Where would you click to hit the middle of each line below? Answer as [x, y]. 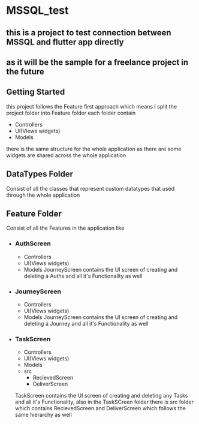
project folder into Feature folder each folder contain [71, 113]
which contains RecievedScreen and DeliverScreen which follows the [100, 408]
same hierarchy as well [43, 415]
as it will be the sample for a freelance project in [97, 62]
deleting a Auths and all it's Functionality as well [83, 276]
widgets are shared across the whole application [66, 155]
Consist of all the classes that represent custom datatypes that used [91, 188]
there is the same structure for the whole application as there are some [94, 149]
